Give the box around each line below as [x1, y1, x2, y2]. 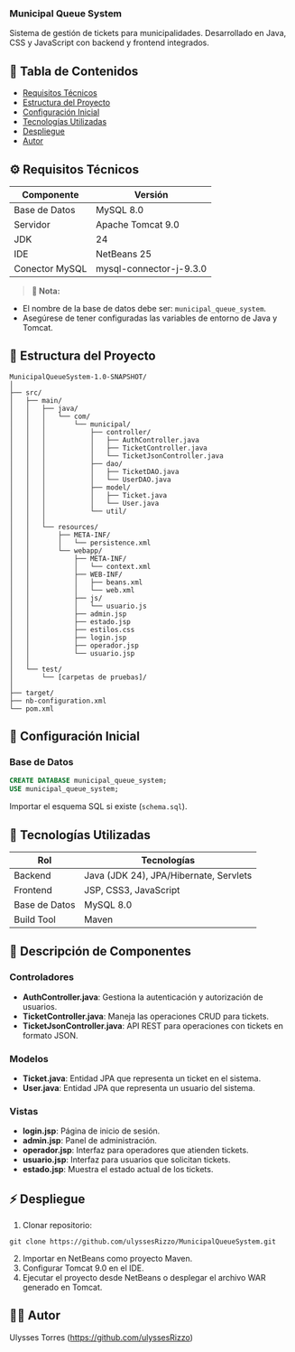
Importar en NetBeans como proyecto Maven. [22, 1254, 193, 1264]
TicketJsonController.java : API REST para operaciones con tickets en [22, 1020, 284, 1031]
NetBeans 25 [96, 247, 152, 260]
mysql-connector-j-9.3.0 [96, 262, 207, 275]
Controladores [9, 971, 75, 984]
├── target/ [9, 688, 54, 697]
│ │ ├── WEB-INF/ [9, 570, 124, 579]
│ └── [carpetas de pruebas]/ [9, 672, 147, 682]
